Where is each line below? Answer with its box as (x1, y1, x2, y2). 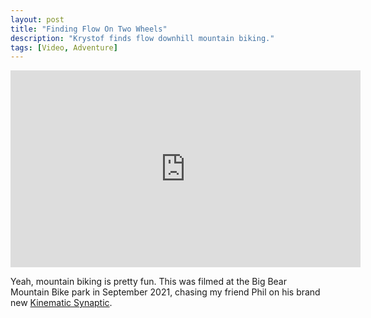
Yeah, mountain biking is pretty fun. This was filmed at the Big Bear (10, 276, 287, 288)
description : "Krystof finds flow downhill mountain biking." (10, 33, 275, 43)
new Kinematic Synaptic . (10, 297, 113, 309)
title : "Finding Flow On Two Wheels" (10, 24, 168, 34)
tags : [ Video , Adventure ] (10, 42, 118, 53)
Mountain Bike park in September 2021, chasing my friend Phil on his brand (10, 286, 321, 298)
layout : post (10, 14, 65, 25)
